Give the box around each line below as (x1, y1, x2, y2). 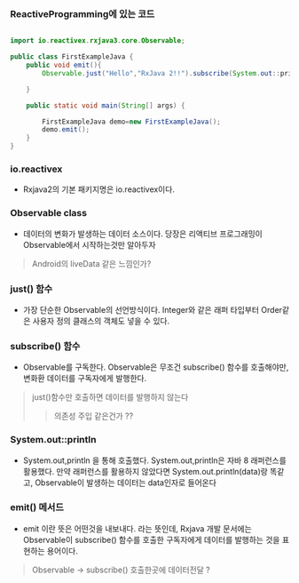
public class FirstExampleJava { (10, 52, 134, 61)
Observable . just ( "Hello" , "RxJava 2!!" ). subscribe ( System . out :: (42, 68, 280, 77)
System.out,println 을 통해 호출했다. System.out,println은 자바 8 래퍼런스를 (22, 455, 287, 466)
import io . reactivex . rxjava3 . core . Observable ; (10, 36, 185, 45)
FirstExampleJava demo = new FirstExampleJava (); (42, 117, 221, 126)
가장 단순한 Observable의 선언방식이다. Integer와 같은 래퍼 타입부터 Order (22, 304, 283, 315)
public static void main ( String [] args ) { (26, 100, 185, 110)
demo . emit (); (42, 125, 90, 134)
